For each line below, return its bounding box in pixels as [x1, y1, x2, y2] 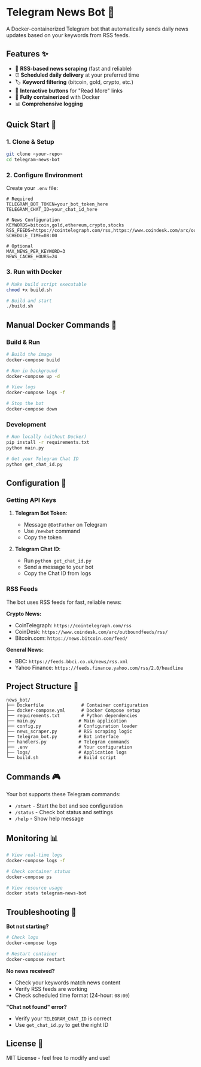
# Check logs [6, 935, 39, 941]
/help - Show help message [14, 815, 84, 823]
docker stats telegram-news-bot [6, 890, 87, 896]
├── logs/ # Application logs [6, 749, 127, 755]
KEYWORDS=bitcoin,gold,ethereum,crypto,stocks [6, 222, 124, 228]
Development [6, 420, 47, 428]
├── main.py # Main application [6, 718, 127, 724]
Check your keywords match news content [14, 979, 121, 986]
